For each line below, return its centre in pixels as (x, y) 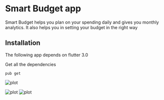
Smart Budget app (43, 9)
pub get (13, 73)
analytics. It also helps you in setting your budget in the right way (71, 27)
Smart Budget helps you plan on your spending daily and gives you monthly (82, 22)
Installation (23, 43)
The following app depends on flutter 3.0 (47, 55)
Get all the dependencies (31, 64)
